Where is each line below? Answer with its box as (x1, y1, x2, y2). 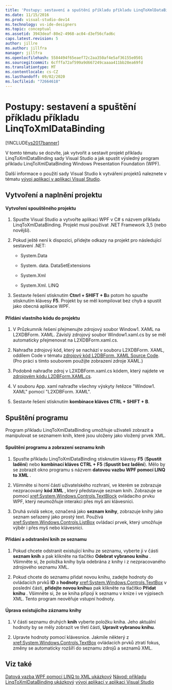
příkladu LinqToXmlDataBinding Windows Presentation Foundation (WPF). (5, 160, 161, 166)
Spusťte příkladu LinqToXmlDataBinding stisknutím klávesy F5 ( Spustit (12, 455, 162, 462)
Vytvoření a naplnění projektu (5, 191, 102, 200)
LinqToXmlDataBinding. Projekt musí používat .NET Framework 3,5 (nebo (12, 222, 167, 228)
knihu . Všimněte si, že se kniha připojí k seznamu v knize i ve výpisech (12, 590, 164, 596)
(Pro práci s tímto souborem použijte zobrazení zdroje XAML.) (12, 358, 143, 364)
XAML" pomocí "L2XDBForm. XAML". (12, 389, 91, 395)
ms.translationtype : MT (5, 65, 56, 70)
